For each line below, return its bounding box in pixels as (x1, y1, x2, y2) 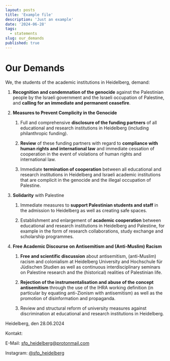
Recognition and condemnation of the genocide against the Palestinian (12, 89, 164, 95)
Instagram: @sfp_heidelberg (5, 350, 64, 356)
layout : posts (5, 7, 36, 13)
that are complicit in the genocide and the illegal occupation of (20, 177, 151, 183)
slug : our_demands (5, 36, 44, 41)
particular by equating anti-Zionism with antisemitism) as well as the (20, 290, 163, 296)
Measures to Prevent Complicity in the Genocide (12, 110, 117, 116)
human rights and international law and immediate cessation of (20, 145, 155, 151)
